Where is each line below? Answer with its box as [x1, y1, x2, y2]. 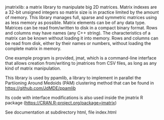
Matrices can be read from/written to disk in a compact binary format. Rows [5, 25, 158, 31]
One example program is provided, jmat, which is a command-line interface [5, 55, 157, 60]
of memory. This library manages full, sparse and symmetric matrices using [5, 15, 157, 20]
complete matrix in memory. [5, 46, 61, 51]
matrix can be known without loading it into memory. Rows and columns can [5, 35, 159, 41]
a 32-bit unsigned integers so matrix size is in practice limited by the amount [5, 9, 159, 15]
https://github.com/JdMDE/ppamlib [5, 85, 76, 91]
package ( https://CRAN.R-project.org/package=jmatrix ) [5, 100, 117, 105]
